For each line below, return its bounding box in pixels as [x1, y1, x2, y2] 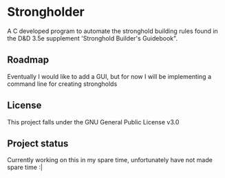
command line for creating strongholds [7, 80, 118, 88]
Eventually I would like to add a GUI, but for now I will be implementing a [7, 72, 212, 80]
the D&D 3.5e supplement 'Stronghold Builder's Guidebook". [7, 34, 178, 42]
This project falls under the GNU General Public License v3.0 [7, 118, 180, 126]
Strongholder [7, 4, 85, 20]
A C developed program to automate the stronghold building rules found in [7, 27, 218, 35]
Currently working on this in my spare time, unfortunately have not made [7, 156, 213, 164]
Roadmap [7, 54, 50, 66]
